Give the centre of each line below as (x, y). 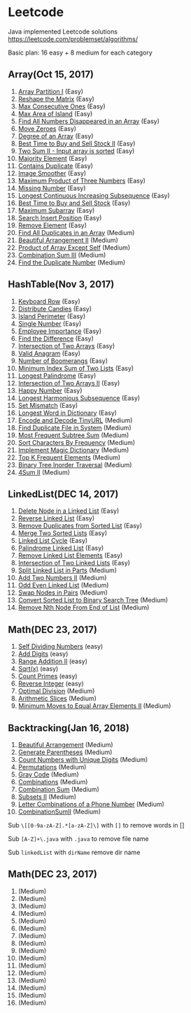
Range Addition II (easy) (53, 661)
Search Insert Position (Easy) (60, 218)
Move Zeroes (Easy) (47, 128)
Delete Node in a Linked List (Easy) (69, 511)
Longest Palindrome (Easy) (57, 376)
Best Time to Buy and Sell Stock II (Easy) (77, 143)
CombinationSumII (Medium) (59, 812)
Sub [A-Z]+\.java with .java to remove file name (78, 839)
